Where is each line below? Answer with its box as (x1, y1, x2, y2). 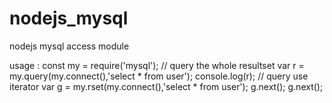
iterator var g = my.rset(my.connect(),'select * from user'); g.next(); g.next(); (9, 80, 324, 92)
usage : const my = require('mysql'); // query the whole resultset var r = (9, 59, 305, 71)
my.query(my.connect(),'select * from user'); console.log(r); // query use (9, 70, 309, 82)
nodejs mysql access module (9, 40, 130, 52)
